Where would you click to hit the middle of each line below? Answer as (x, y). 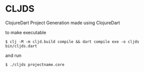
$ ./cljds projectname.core (35, 64)
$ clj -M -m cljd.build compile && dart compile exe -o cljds (72, 42)
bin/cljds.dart (21, 46)
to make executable (26, 32)
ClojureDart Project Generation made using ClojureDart (63, 23)
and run (13, 55)
